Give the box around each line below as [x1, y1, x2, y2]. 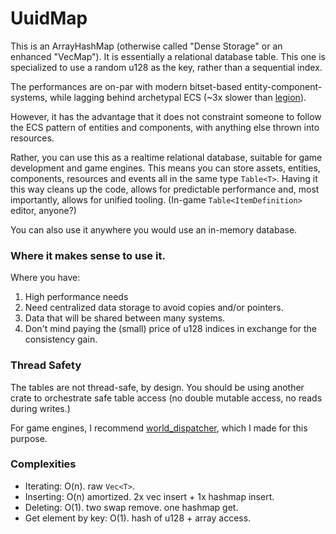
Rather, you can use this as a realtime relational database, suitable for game [10, 151, 323, 163]
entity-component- [244, 80, 323, 92]
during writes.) [10, 402, 71, 414]
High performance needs [24, 291, 129, 303]
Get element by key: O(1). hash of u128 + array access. [24, 512, 252, 524]
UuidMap [10, 7, 88, 30]
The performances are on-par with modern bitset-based [10, 80, 243, 92]
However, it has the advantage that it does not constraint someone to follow [10, 110, 322, 122]
